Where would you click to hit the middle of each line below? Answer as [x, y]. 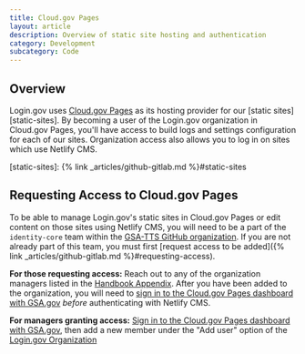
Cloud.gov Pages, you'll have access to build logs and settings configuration [153, 129]
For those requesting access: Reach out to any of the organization [135, 273]
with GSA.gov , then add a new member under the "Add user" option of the [149, 329]
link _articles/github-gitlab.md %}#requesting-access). [112, 256]
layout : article [40, 26]
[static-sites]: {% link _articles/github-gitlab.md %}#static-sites [128, 167]
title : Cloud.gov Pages [55, 18]
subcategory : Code [44, 52]
